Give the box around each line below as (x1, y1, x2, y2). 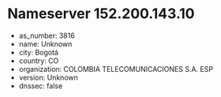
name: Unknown (18, 39, 73, 48)
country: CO (18, 56, 59, 65)
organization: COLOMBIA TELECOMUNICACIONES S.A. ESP (18, 64, 214, 73)
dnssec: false (18, 80, 63, 91)
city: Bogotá (18, 47, 58, 57)
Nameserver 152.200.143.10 (7, 5, 195, 23)
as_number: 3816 (18, 31, 76, 40)
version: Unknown (18, 73, 78, 82)
